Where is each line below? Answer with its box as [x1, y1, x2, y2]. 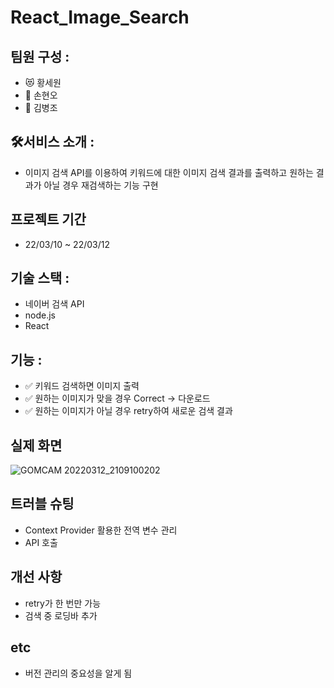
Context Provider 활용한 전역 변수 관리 [24, 524, 178, 536]
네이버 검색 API [24, 298, 85, 310]
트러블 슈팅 [10, 496, 75, 513]
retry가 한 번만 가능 [24, 597, 102, 609]
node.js [24, 309, 57, 321]
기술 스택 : [10, 270, 70, 287]
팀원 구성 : [10, 48, 70, 65]
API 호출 [24, 536, 58, 548]
